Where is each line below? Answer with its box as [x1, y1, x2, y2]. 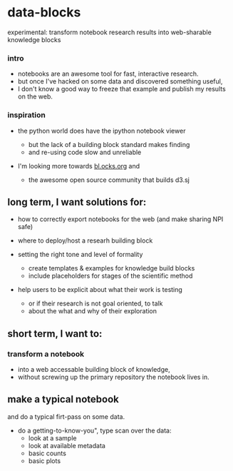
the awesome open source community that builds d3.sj [28, 176, 190, 184]
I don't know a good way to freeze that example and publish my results [17, 85, 226, 93]
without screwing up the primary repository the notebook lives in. [17, 373, 210, 382]
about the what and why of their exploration [28, 307, 157, 315]
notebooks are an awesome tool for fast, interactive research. [17, 69, 199, 78]
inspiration [7, 110, 46, 120]
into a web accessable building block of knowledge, [17, 365, 170, 374]
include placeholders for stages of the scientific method [28, 272, 193, 280]
